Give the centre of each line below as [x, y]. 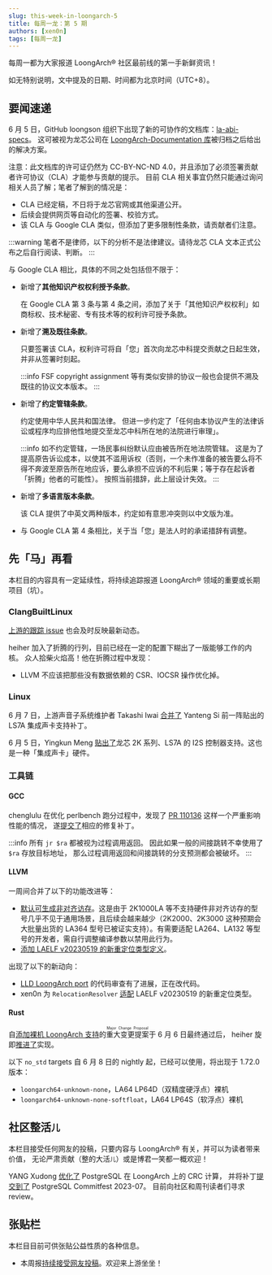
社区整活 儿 [35, 1127]
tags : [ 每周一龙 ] [35, 39]
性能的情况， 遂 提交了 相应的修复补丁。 [73, 825]
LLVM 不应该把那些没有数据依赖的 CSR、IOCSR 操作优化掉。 [122, 675]
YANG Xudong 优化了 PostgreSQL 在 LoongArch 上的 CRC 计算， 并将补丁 [133, 1176]
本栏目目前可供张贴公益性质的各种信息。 [76, 1246]
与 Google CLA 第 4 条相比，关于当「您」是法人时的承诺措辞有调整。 [136, 531]
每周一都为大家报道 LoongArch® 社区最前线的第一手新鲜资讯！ [113, 63]
